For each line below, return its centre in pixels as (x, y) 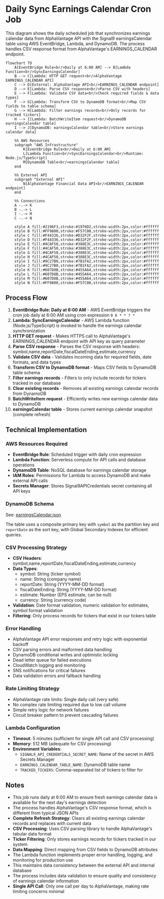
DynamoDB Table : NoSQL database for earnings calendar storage (79, 470)
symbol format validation (38, 610)
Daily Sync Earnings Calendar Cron (78, 9)
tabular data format (32, 834)
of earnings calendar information (46, 881)
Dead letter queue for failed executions (52, 660)
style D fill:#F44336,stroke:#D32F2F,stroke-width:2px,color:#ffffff (87, 240)
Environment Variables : (37, 749)
